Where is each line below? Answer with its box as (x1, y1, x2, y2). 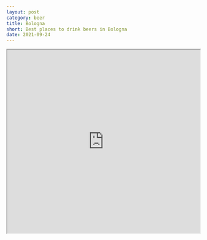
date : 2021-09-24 (6, 32, 51, 38)
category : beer (6, 15, 45, 21)
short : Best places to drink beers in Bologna (6, 26, 127, 32)
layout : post (6, 9, 40, 15)
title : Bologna (6, 20, 45, 26)
